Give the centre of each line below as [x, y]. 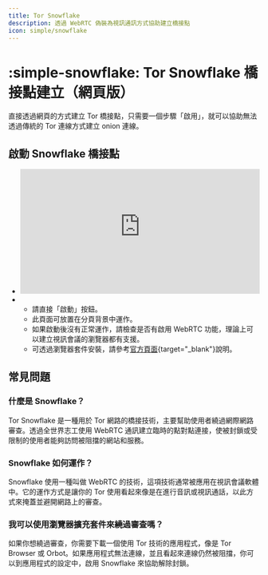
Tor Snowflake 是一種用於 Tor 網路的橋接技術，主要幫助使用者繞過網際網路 [131, 420]
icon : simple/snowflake [48, 30]
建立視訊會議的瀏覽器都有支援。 [91, 339]
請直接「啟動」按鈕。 [67, 309]
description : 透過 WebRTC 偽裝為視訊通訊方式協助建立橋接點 [99, 23]
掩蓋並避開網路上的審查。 [64, 502]
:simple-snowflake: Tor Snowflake [124, 72]
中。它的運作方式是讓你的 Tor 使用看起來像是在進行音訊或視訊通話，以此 [128, 492]
